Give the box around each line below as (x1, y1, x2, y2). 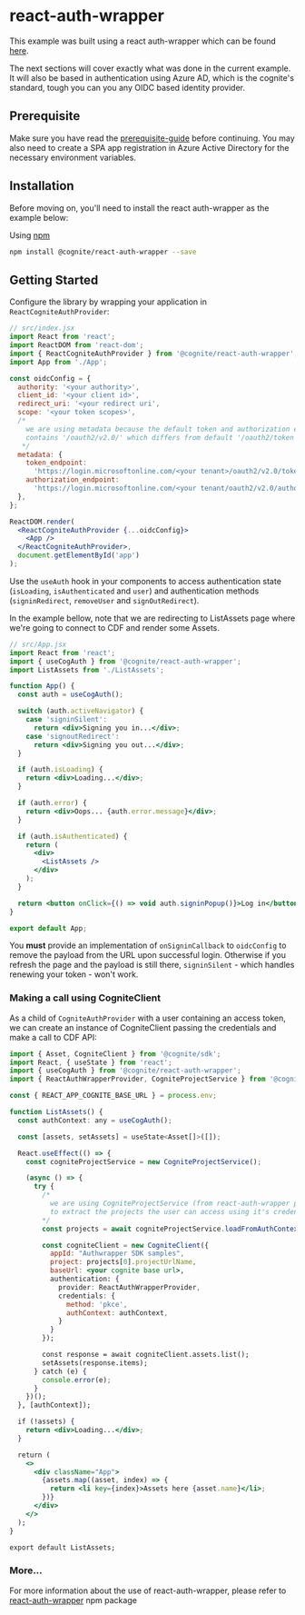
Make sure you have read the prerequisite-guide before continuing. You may (9, 133, 295, 144)
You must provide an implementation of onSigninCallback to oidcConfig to (9, 940, 287, 951)
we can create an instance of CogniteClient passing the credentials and (9, 1022, 277, 1032)
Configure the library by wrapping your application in (9, 296, 207, 307)
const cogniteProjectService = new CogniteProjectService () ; (25, 1157, 261, 1166)
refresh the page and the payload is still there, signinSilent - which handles (9, 960, 295, 971)
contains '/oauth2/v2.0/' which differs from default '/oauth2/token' (25, 433, 299, 442)
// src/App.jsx (9, 640, 67, 649)
